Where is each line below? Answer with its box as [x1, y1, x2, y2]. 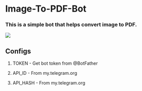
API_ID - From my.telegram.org [12, 70, 78, 76]
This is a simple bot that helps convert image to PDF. [5, 21, 137, 28]
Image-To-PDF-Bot [5, 3, 87, 15]
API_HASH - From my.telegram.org [12, 80, 85, 86]
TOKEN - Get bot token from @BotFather [12, 60, 98, 66]
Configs [5, 47, 31, 56]
